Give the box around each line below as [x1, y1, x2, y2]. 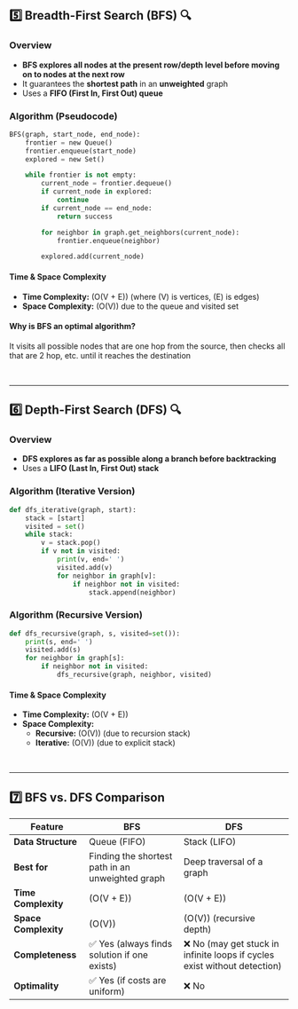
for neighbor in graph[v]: [56, 572, 157, 580]
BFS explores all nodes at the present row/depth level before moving [21, 59, 280, 70]
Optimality [13, 980, 59, 992]
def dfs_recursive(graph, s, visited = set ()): [9, 629, 180, 638]
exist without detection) [183, 959, 282, 972]
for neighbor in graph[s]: [25, 654, 125, 663]
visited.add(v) [56, 563, 114, 572]
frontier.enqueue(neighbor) [56, 236, 161, 245]
